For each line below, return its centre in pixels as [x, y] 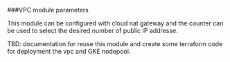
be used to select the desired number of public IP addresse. [92, 31]
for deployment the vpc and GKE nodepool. [69, 51]
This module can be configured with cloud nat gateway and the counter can [115, 23]
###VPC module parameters [48, 10]
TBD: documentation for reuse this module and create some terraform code [115, 44]
